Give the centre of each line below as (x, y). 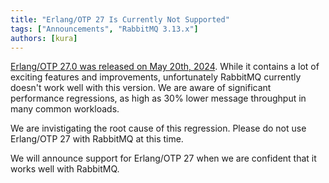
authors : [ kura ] (44, 38)
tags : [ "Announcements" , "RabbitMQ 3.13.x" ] (104, 29)
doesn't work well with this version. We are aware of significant (141, 88)
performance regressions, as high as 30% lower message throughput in (158, 98)
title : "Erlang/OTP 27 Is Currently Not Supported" (120, 19)
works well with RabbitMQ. (65, 169)
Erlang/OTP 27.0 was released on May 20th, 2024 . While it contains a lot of (165, 67)
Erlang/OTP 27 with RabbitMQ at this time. (97, 139)
